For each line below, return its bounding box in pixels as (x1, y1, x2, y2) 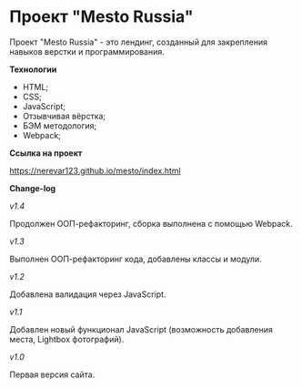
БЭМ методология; (22, 120, 97, 131)
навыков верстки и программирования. (9, 46, 166, 56)
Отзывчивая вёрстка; (22, 110, 106, 121)
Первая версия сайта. (9, 369, 96, 380)
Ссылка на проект (9, 148, 83, 159)
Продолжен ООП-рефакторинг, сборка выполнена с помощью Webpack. (9, 218, 293, 229)
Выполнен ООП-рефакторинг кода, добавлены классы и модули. (9, 253, 262, 264)
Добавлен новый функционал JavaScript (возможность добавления (9, 323, 273, 334)
